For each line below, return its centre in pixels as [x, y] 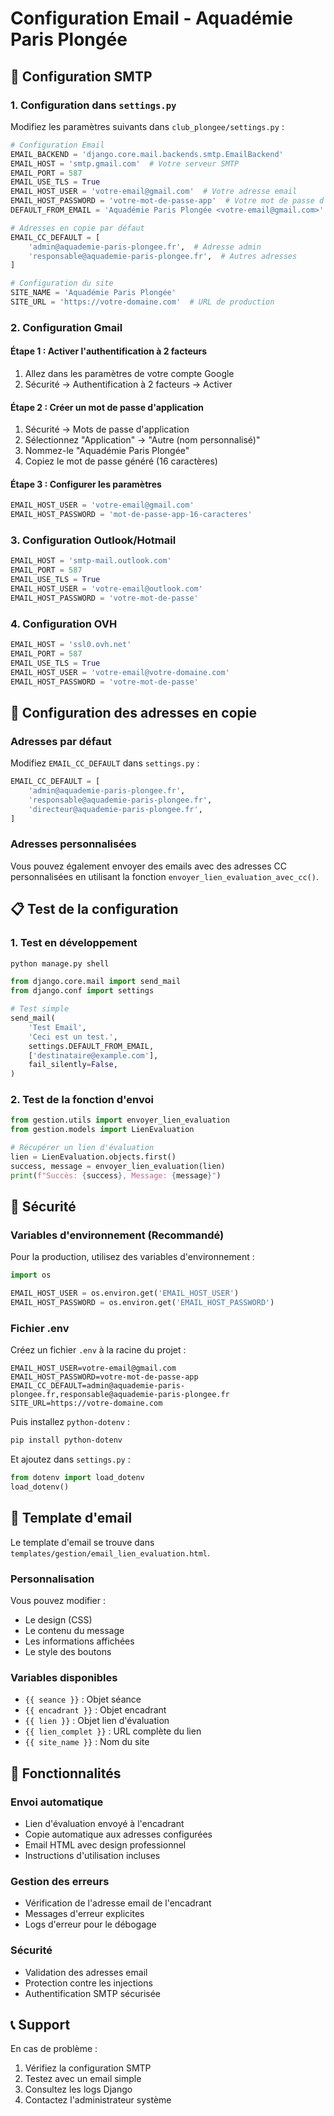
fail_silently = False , [73, 1065]
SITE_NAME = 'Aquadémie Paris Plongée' [93, 293]
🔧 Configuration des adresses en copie [134, 712]
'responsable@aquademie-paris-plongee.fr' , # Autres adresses [163, 256]
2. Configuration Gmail [66, 327]
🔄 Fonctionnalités [66, 1773]
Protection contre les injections [88, 1983]
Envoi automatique [57, 1802]
